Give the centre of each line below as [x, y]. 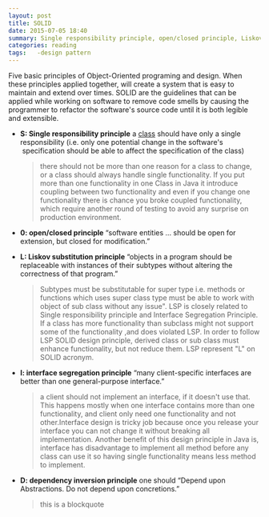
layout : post [30, 16]
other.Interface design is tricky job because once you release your [149, 422]
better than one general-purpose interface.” [92, 381]
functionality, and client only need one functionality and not [138, 414]
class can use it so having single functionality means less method [148, 456]
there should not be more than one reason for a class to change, [146, 166]
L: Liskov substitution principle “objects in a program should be [126, 256]
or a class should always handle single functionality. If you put [142, 174]
